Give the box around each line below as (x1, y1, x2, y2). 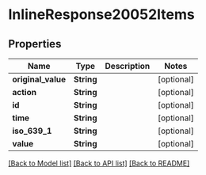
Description (105, 61, 151, 71)
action (12, 87, 37, 97)
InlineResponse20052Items (8, 6, 196, 24)
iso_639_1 (12, 125, 52, 136)
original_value (12, 74, 66, 85)
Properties (8, 37, 62, 51)
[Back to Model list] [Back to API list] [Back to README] (8, 158, 190, 168)
